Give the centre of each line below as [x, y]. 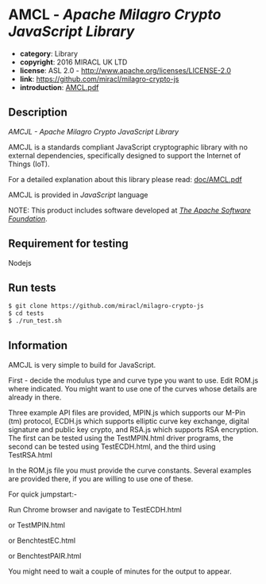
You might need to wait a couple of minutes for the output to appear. [120, 571]
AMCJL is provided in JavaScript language [78, 195]
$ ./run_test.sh [35, 321]
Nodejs [20, 263]
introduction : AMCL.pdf [59, 87]
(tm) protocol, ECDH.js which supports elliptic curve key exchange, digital [129, 421]
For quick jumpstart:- [43, 494]
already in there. [35, 397]
